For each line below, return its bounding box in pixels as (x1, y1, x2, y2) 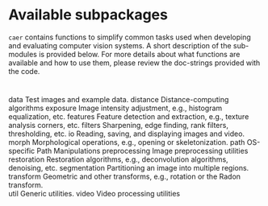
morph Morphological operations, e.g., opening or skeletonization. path (8, 138, 245, 147)
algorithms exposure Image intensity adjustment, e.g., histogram (8, 103, 223, 113)
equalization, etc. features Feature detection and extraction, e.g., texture (8, 112, 249, 122)
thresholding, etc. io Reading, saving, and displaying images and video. (8, 129, 245, 138)
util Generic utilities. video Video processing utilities (8, 189, 180, 199)
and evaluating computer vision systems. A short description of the (8, 40, 232, 50)
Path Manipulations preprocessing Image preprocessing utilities (36, 146, 249, 156)
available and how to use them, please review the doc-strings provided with (8, 58, 261, 68)
